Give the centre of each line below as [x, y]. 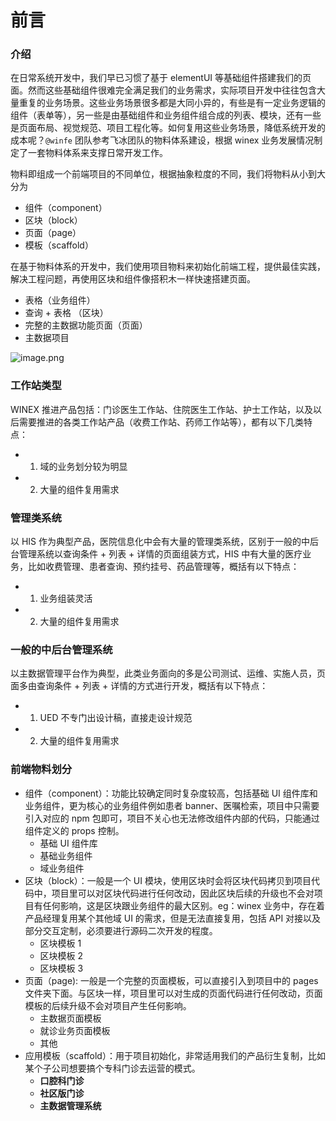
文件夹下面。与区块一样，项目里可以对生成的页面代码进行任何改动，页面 [173, 993]
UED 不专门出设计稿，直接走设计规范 [116, 718]
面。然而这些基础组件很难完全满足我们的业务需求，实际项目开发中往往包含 [163, 90]
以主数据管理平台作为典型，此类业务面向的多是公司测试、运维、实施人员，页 [168, 673]
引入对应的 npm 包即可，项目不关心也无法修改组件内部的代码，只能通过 [172, 818]
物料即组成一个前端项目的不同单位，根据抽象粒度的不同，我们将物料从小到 [163, 174]
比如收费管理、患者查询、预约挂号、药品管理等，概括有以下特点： [163, 567]
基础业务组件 [66, 855]
